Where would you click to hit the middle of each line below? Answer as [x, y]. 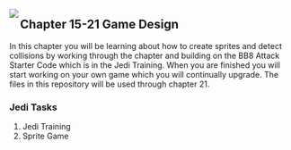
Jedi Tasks [33, 107]
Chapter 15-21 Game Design [100, 25]
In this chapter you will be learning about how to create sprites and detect [146, 46]
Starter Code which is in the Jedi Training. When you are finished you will [145, 65]
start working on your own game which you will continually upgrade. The [144, 74]
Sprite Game [45, 136]
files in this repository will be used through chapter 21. [110, 84]
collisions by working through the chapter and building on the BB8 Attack [145, 55]
